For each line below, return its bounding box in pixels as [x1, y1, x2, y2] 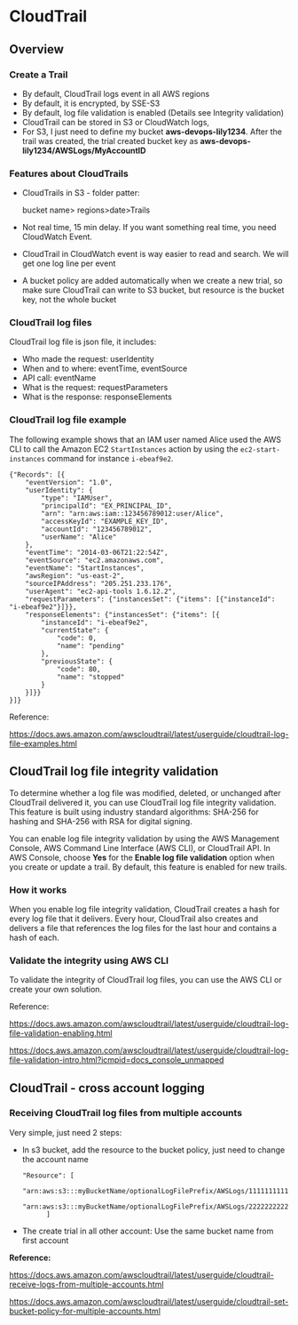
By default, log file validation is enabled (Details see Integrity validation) [21, 107, 285, 117]
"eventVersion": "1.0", [25, 478, 114, 486]
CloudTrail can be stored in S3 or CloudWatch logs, [21, 116, 210, 127]
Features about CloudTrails [9, 167, 129, 180]
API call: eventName [21, 373, 97, 383]
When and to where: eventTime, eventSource [21, 363, 188, 374]
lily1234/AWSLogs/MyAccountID [21, 145, 146, 156]
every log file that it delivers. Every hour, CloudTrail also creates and [9, 913, 259, 924]
